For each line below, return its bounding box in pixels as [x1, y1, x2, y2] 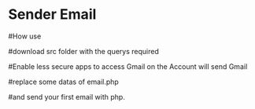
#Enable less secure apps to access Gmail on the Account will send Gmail [8, 61, 248, 71]
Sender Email [8, 5, 97, 24]
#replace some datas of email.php [8, 77, 120, 86]
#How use [8, 31, 42, 41]
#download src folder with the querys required [8, 46, 159, 56]
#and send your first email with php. [8, 92, 126, 101]
